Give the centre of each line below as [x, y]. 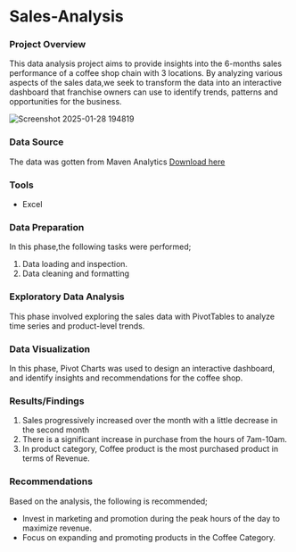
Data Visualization [50, 348]
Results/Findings [47, 401]
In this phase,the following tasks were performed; [100, 247]
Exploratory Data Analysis [67, 297]
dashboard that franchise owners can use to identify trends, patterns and [144, 92]
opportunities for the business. [66, 102]
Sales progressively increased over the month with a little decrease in [150, 421]
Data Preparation [47, 227]
